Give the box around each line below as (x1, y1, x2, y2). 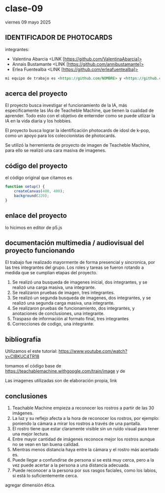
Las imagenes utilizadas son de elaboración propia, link (5, 378, 117, 384)
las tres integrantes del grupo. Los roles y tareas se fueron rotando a (5, 264, 144, 270)
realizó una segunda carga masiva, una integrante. (12, 300, 115, 306)
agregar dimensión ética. (5, 482, 55, 488)
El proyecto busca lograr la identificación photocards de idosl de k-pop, (5, 128, 150, 133)
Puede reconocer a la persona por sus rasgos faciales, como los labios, (12, 467, 157, 473)
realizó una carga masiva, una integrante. (12, 285, 96, 290)
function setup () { (5, 184, 45, 189)
